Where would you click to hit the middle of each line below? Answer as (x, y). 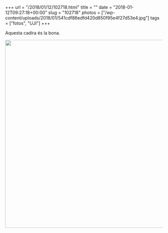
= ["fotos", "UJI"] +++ (28, 23)
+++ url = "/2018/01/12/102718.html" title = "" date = (59, 7)
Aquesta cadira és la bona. (33, 33)
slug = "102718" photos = (74, 13)
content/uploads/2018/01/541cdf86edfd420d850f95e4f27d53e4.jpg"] (77, 18)
